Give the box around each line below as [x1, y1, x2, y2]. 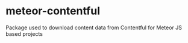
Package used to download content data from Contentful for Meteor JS [5, 24, 182, 31]
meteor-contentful [5, 4, 101, 18]
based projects [5, 30, 43, 37]
